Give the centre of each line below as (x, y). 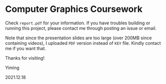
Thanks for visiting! (25, 58)
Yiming (12, 68)
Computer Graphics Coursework (74, 9)
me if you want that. (26, 48)
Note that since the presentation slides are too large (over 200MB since (79, 38)
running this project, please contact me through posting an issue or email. (81, 28)
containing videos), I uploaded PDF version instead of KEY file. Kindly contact (83, 43)
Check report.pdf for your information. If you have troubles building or (78, 23)
